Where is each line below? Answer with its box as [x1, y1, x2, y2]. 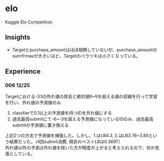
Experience [5, 67, 41, 76]
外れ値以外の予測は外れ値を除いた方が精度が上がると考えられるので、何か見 [5, 145, 160, 151]
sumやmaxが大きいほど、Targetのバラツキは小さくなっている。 [12, 53, 141, 59]
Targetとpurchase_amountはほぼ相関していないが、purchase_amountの [12, 47, 158, 53]
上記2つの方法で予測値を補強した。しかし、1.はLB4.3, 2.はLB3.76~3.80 [5, 133, 149, 139]
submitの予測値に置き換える [12, 122, 69, 128]
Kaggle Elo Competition [5, 19, 53, 25]
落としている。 [5, 151, 35, 157]
